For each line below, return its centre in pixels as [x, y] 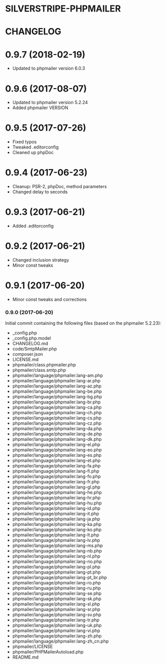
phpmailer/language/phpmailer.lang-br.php [57, 402]
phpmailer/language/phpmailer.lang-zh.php [57, 636]
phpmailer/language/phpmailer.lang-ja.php [56, 519]
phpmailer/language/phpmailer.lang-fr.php [56, 482]
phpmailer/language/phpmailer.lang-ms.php [58, 545]
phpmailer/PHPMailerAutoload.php [48, 652]
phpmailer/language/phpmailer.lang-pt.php [57, 572]
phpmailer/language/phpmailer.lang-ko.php [57, 530]
